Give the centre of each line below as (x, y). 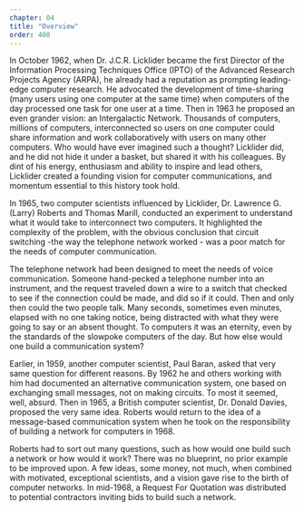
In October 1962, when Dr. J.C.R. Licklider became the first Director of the (147, 61)
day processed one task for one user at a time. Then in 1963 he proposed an (152, 109)
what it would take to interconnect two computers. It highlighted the (136, 222)
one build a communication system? (77, 347)
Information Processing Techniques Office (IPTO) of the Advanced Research (152, 70)
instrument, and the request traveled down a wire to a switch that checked (148, 289)
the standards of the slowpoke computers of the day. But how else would (146, 337)
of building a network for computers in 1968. (92, 431)
